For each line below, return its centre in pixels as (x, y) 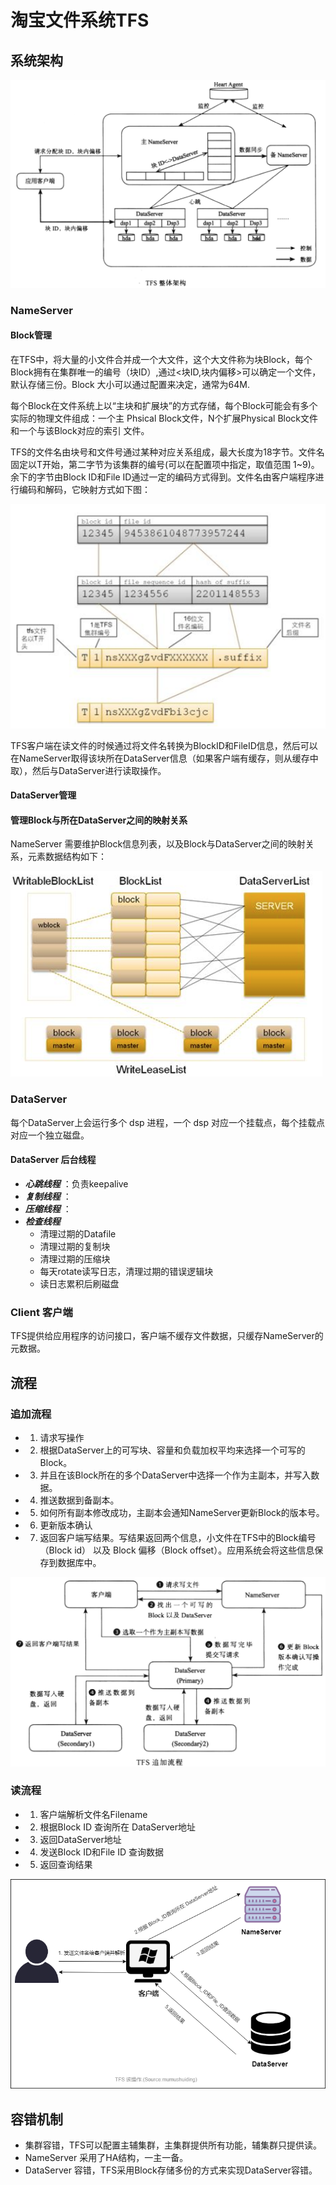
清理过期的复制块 (75, 1246)
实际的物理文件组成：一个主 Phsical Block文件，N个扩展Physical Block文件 (164, 418)
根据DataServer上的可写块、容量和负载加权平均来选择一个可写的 (172, 1450)
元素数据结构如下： (67, 857)
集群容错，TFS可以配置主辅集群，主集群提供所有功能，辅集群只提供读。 (173, 2145)
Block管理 (31, 335)
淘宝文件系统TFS (80, 20)
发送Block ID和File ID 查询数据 (101, 1852)
